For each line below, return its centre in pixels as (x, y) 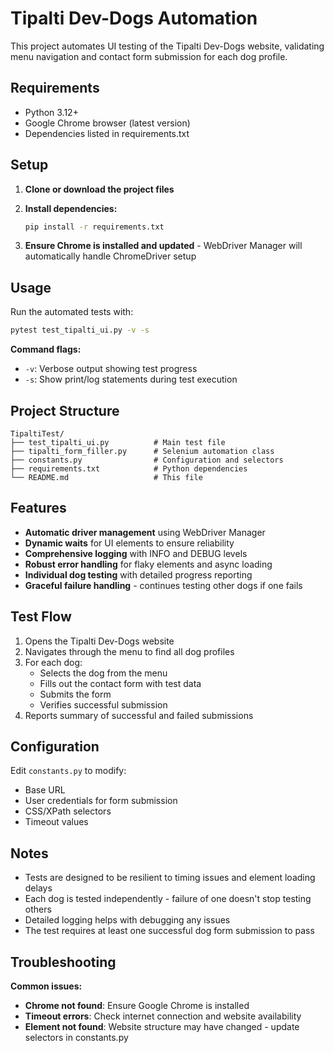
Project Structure (65, 410)
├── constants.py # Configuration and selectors (147, 460)
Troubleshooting (63, 962)
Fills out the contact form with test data (120, 683)
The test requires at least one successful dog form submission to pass (169, 931)
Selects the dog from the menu (103, 673)
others (38, 909)
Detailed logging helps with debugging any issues (127, 920)
